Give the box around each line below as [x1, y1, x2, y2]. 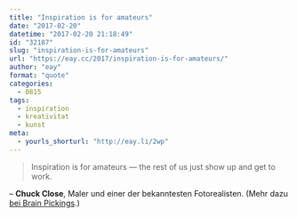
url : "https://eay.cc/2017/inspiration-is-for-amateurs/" [9, 54, 229, 63]
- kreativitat [17, 112, 69, 121]
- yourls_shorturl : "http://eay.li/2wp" [17, 137, 169, 146]
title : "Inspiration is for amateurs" [9, 12, 153, 22]
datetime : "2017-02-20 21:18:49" [9, 29, 133, 38]
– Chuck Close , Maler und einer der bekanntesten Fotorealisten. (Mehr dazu [9, 188, 289, 198]
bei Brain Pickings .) [9, 197, 80, 208]
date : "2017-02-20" [9, 21, 82, 30]
